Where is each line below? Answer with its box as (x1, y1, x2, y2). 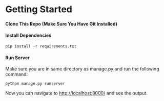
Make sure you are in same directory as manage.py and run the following (5, 66, 159, 72)
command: (5, 71, 28, 78)
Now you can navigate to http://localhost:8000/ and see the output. (5, 90, 148, 96)
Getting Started (5, 4, 73, 15)
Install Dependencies (5, 32, 52, 39)
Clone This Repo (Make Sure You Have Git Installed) (5, 20, 118, 27)
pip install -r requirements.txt (5, 43, 77, 49)
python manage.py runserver (5, 81, 66, 86)
